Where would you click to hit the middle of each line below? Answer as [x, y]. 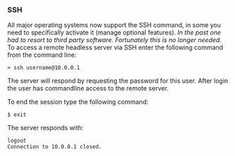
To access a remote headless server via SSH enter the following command [115, 48]
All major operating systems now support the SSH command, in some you [114, 25]
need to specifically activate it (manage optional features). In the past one [114, 32]
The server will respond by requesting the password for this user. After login [118, 81]
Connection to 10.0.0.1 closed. [55, 147]
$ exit [17, 115]
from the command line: [42, 55]
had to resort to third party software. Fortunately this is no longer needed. [114, 40]
